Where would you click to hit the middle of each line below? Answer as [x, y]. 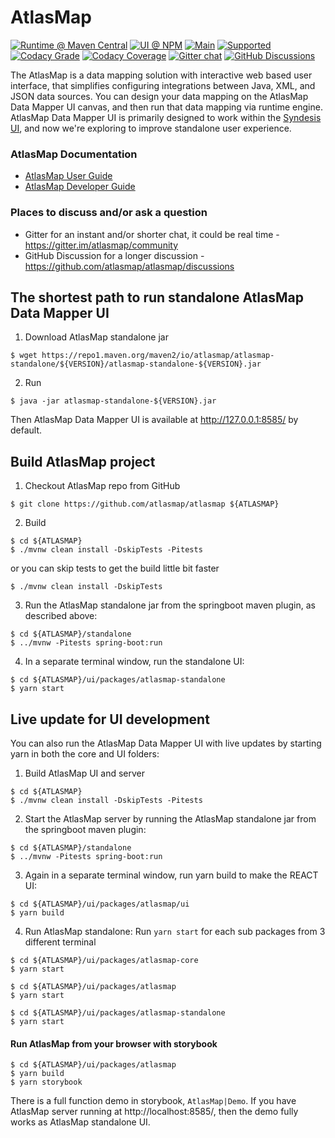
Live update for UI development [110, 719]
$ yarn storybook [46, 1082]
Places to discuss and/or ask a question [109, 213]
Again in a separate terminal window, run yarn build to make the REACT [171, 875]
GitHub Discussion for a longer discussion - [114, 255]
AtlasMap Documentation [74, 154]
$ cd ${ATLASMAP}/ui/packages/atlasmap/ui [100, 904]
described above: [61, 616]
